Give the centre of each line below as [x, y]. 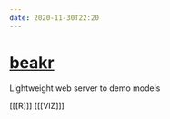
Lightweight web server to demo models [85, 88]
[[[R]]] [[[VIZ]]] [37, 105]
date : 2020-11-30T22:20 [55, 18]
